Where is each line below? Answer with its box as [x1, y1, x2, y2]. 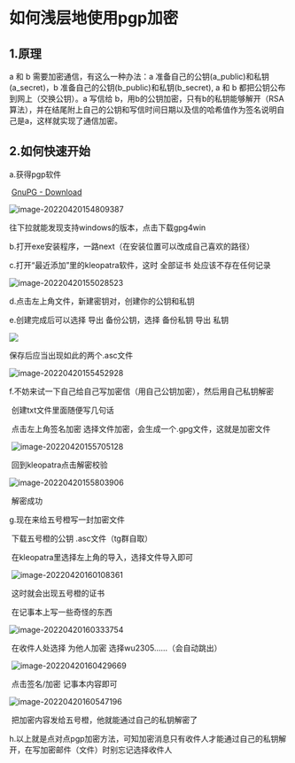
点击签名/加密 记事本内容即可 [11, 678, 118, 689]
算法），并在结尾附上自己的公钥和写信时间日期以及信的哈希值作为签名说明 [9, 104, 277, 115]
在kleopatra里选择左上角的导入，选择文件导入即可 [11, 551, 193, 562]
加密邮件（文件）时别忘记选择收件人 [39, 744, 173, 755]
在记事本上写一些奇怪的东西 [11, 606, 113, 617]
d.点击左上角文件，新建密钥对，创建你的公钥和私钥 [9, 296, 195, 306]
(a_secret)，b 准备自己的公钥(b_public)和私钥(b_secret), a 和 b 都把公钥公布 [9, 82, 286, 93]
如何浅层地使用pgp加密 [9, 8, 179, 28]
